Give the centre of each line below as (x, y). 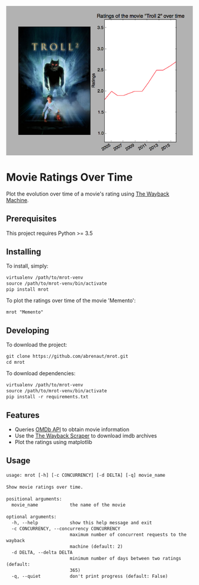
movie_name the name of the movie (69, 505)
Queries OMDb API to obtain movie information (72, 429)
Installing (24, 252)
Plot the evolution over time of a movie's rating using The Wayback (88, 194)
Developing (28, 330)
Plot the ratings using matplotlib (54, 442)
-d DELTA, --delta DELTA (42, 552)
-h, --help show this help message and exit (82, 523)
